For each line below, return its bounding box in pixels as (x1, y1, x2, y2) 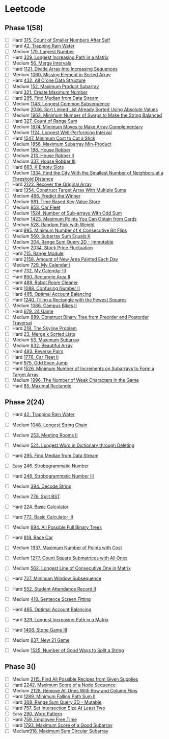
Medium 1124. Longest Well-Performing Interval (12, 129, 112, 136)
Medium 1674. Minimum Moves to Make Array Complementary (12, 123, 143, 129)
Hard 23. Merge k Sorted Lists (12, 331, 76, 337)
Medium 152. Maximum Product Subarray (12, 83, 99, 90)
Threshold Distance (12, 176, 54, 182)
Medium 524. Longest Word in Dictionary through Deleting (12, 442, 135, 448)
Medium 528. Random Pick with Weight (12, 221, 95, 228)
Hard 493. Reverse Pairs (12, 349, 64, 355)
